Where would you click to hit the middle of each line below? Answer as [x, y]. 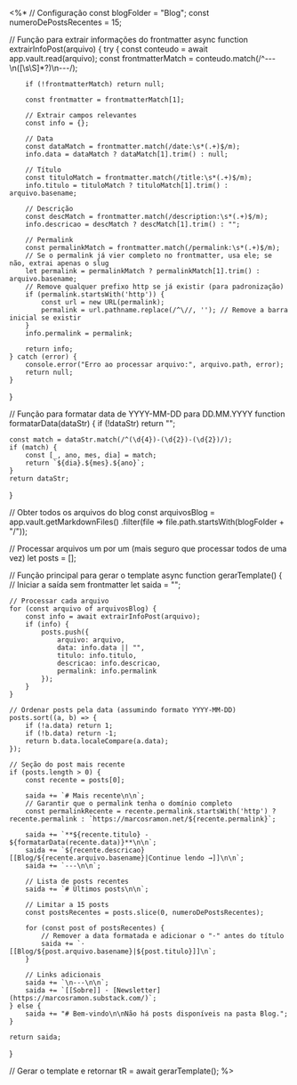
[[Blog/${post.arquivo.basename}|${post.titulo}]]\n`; [113, 951]
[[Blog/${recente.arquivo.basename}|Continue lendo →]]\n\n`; [127, 858]
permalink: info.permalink [107, 671]
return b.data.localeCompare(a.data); [97, 741]
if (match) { [33, 448]
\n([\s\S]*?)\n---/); [44, 68]
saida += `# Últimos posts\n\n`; [87, 889]
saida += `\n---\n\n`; [67, 983]
